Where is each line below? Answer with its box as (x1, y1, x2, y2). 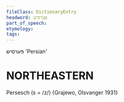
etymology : (6, 25, 34, 32)
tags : (6, 31, 20, 37)
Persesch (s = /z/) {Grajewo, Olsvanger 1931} (6, 89, 119, 97)
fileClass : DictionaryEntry (6, 8, 77, 15)
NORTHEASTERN (6, 69, 94, 83)
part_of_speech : (6, 20, 47, 26)
